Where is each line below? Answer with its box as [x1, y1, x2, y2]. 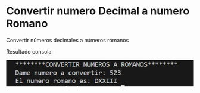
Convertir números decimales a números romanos [6, 36, 129, 44]
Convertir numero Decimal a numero [6, 4, 190, 18]
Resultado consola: [6, 48, 54, 55]
